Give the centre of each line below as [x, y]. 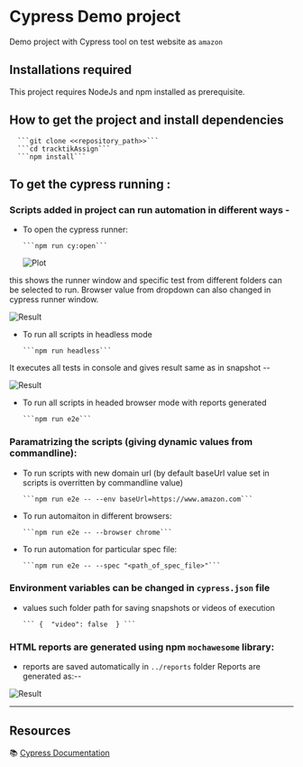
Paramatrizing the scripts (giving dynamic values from [131, 442]
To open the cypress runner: [75, 230]
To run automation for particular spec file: [100, 549]
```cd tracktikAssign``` [64, 149]
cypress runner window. [54, 300]
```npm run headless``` [67, 351]
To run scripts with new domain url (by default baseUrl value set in [146, 473]
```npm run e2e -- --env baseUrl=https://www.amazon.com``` [138, 499]
